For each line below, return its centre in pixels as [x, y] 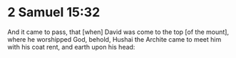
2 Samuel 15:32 [54, 12]
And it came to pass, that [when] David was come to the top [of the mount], [118, 32]
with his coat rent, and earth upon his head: [71, 47]
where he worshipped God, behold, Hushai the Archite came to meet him [114, 39]
